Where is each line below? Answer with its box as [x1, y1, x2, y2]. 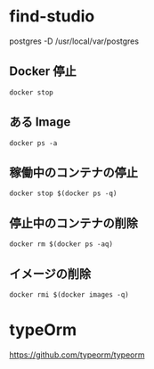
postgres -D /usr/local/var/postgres [9, 36, 140, 46]
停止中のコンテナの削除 [9, 216, 138, 231]
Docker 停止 [9, 64, 77, 79]
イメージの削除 [9, 266, 92, 282]
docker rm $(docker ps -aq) [9, 240, 114, 249]
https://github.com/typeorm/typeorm [9, 349, 145, 360]
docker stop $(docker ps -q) [9, 189, 118, 198]
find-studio [9, 6, 95, 27]
